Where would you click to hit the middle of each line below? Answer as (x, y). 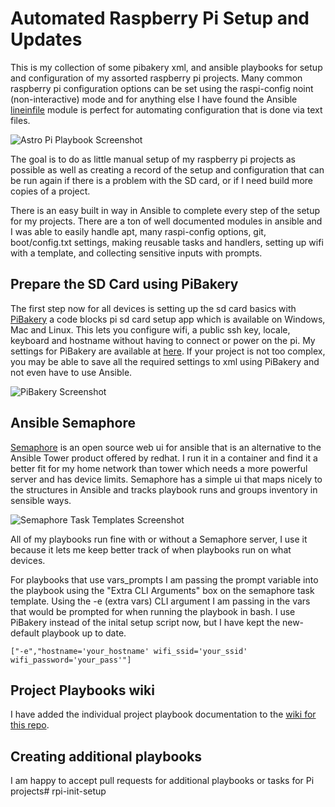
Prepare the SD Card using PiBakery (124, 284)
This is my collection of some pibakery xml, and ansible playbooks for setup (166, 67)
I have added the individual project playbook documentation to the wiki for (163, 714)
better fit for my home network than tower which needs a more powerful (159, 468)
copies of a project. (50, 191)
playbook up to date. (84, 633)
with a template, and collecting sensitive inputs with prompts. (136, 253)
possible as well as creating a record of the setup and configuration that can (167, 169)
